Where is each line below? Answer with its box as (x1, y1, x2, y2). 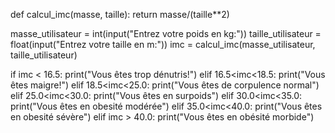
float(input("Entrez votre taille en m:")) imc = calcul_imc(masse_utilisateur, (10, 39, 316, 50)
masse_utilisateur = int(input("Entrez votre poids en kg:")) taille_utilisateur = (10, 28, 322, 39)
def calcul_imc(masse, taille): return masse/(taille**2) (10, 9, 230, 20)
